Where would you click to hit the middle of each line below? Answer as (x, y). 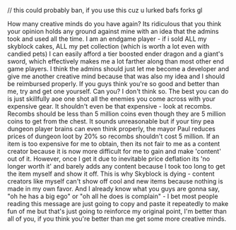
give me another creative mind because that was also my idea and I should (116, 76)
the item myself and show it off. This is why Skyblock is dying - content (111, 174)
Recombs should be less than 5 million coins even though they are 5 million (117, 114)
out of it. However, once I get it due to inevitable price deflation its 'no (109, 159)
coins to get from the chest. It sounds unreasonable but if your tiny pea (111, 121)
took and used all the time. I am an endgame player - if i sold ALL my (107, 39)
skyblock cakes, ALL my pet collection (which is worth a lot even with (108, 46)
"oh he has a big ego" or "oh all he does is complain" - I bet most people (113, 196)
